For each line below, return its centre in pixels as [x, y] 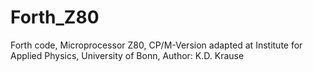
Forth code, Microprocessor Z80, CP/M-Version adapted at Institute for [156, 45]
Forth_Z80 [55, 17]
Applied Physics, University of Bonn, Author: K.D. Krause [127, 55]
